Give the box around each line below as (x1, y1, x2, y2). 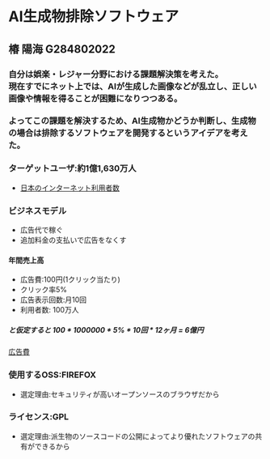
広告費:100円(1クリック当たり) (19, 274, 121, 284)
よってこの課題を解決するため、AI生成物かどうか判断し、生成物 (8, 115, 256, 126)
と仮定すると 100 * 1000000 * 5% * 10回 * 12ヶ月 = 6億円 (8, 325, 204, 334)
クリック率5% (19, 285, 67, 295)
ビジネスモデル (8, 205, 67, 216)
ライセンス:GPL (8, 411, 70, 423)
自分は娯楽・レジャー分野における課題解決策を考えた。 (8, 68, 224, 79)
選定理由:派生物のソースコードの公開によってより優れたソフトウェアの (19, 431, 255, 441)
